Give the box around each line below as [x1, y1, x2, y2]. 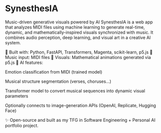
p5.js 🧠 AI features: [5, 59, 43, 65]
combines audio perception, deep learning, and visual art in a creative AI [5, 35, 151, 40]
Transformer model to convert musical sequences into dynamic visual [5, 88, 145, 94]
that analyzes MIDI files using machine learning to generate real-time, [5, 24, 145, 30]
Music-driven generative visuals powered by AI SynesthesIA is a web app [5, 19, 153, 25]
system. [5, 39, 21, 45]
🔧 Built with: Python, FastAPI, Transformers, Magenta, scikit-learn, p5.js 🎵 [5, 49, 153, 55]
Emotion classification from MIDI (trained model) [5, 69, 102, 75]
